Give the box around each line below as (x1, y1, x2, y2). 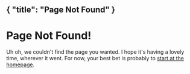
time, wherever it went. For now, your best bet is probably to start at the (6, 55, 184, 62)
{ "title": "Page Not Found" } (6, 5, 116, 15)
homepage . (6, 61, 35, 68)
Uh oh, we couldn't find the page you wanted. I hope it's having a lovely (6, 48, 185, 55)
